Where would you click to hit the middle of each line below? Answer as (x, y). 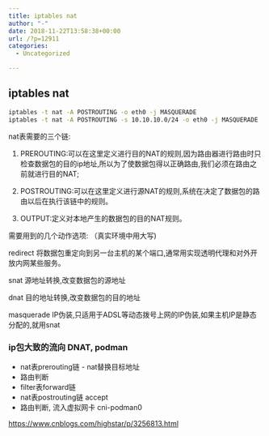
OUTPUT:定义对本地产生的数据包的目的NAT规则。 (103, 218)
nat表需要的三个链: (40, 136)
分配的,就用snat (34, 324)
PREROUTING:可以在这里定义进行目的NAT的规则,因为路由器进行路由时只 (141, 153)
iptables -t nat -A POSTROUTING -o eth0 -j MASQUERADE (103, 112)
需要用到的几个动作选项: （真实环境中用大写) (83, 235)
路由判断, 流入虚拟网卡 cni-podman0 (81, 407)
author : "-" (28, 24)
